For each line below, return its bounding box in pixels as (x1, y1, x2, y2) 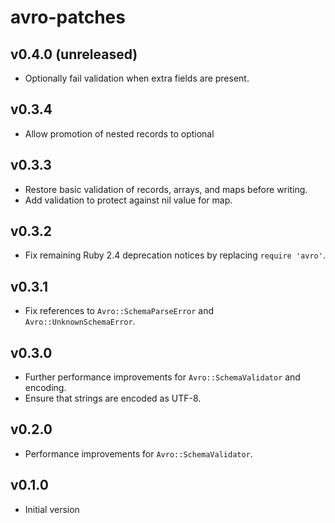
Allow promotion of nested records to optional (24, 127, 215, 140)
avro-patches (10, 6, 126, 29)
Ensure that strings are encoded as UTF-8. (24, 392, 202, 405)
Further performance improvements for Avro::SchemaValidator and (24, 371, 301, 383)
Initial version (24, 503, 80, 515)
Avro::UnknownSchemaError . (24, 316, 136, 328)
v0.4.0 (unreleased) (10, 46, 138, 63)
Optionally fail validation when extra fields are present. (24, 72, 250, 84)
